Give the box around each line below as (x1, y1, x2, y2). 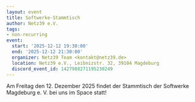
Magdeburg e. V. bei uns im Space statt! (6, 89, 107, 97)
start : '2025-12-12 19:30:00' (12, 43, 88, 49)
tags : (6, 26, 20, 32)
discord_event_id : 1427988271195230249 (12, 65, 113, 72)
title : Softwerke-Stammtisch (6, 15, 80, 21)
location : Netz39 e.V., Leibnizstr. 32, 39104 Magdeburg (12, 60, 160, 66)
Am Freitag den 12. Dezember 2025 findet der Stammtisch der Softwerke (6, 82, 190, 90)
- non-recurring (6, 32, 48, 38)
